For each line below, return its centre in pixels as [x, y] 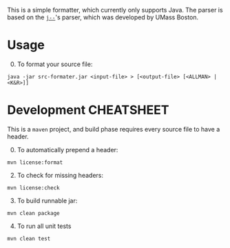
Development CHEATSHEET [88, 110]
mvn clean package [33, 213]
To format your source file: [55, 64]
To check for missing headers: [60, 175]
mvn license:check [33, 188]
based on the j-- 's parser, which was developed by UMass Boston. [103, 17]
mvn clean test [29, 238]
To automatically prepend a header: [67, 149]
